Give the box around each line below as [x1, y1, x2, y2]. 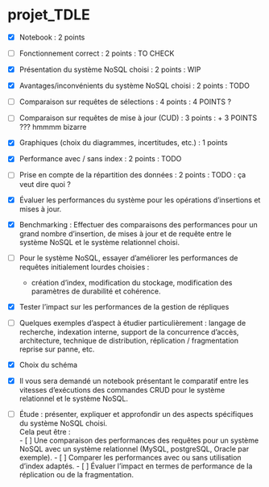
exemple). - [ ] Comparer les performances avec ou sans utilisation [19, 453, 242, 462]
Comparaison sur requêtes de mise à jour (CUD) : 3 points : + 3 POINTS [19, 113, 258, 123]
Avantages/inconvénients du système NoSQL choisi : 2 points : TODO [19, 81, 250, 90]
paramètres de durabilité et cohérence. [31, 286, 161, 296]
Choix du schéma [19, 360, 78, 369]
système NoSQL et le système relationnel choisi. [19, 237, 180, 247]
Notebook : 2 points [19, 32, 85, 42]
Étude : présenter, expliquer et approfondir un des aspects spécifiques [19, 409, 254, 418]
